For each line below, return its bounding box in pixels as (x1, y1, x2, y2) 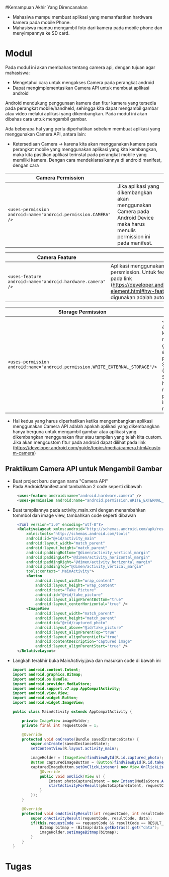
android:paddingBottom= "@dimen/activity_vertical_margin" (26, 550, 150, 555)
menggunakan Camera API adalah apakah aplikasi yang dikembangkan (12, 423, 160, 429)
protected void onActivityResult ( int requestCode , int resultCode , (22, 811, 166, 816)
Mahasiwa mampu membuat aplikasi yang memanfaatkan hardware (12, 14, 152, 20)
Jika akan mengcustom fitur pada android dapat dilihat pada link (12, 439, 146, 445)
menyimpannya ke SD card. (12, 30, 70, 36)
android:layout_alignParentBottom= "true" (35, 597, 123, 602)
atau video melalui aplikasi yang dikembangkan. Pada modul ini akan (5, 110, 147, 116)
